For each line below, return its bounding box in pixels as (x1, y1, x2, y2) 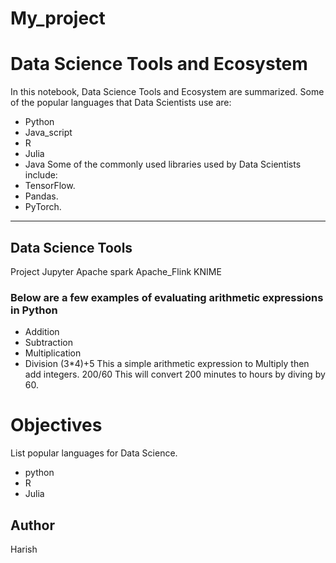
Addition (24, 326, 60, 338)
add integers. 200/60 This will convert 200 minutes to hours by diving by (24, 368, 326, 381)
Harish (10, 543, 38, 555)
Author (10, 517, 55, 534)
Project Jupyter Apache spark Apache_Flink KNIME (10, 265, 222, 277)
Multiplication (24, 347, 82, 359)
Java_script (24, 127, 73, 139)
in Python (10, 303, 58, 317)
